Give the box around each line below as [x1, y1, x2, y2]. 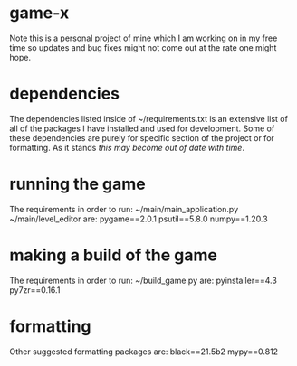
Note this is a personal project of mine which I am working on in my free [9, 33, 278, 43]
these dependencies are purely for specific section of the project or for [9, 132, 274, 143]
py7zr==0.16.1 [9, 284, 61, 296]
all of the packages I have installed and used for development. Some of [9, 123, 275, 134]
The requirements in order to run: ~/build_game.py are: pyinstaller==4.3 [9, 275, 278, 286]
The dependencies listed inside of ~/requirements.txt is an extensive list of [9, 113, 288, 124]
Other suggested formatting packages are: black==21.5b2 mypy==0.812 [9, 346, 279, 357]
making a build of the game [9, 245, 218, 265]
